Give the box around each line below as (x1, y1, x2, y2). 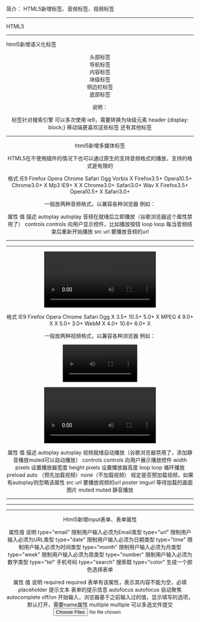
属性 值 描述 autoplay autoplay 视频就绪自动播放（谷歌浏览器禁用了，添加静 (7, 449, 193, 456)
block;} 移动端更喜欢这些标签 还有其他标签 (48, 124, 152, 130)
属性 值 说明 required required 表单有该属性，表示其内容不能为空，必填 (12, 579, 187, 586)
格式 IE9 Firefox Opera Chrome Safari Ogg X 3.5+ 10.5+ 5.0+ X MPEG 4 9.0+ (6, 313, 194, 320)
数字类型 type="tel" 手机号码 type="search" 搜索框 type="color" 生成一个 (7, 559, 187, 565)
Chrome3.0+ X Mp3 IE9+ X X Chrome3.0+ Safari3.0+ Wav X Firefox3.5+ (11, 182, 189, 188)
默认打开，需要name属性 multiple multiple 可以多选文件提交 (27, 601, 173, 608)
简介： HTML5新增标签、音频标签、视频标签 (6, 5, 115, 12)
